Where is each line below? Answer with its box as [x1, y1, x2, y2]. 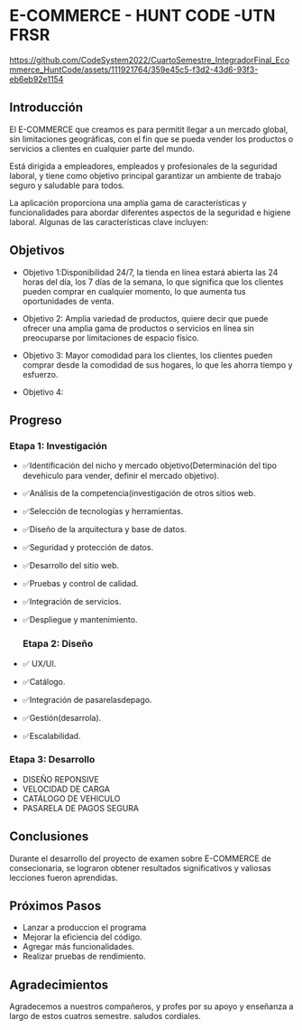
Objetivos [9, 243, 65, 258]
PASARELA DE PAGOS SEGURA [22, 802, 140, 813]
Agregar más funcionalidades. [22, 941, 135, 952]
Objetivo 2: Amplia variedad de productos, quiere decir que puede [22, 313, 269, 323]
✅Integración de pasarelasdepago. [22, 694, 152, 705]
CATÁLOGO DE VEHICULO [22, 792, 121, 804]
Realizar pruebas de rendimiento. [22, 950, 146, 962]
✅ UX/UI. [22, 658, 57, 669]
